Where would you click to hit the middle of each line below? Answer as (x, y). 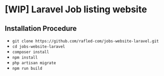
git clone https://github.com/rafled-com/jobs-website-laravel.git (85, 41)
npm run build (27, 68)
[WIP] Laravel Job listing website (76, 9)
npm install (25, 58)
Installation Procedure (41, 28)
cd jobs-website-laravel (39, 47)
